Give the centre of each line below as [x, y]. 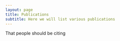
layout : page [19, 10]
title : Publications [27, 14]
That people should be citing [35, 33]
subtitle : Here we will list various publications [60, 19]
